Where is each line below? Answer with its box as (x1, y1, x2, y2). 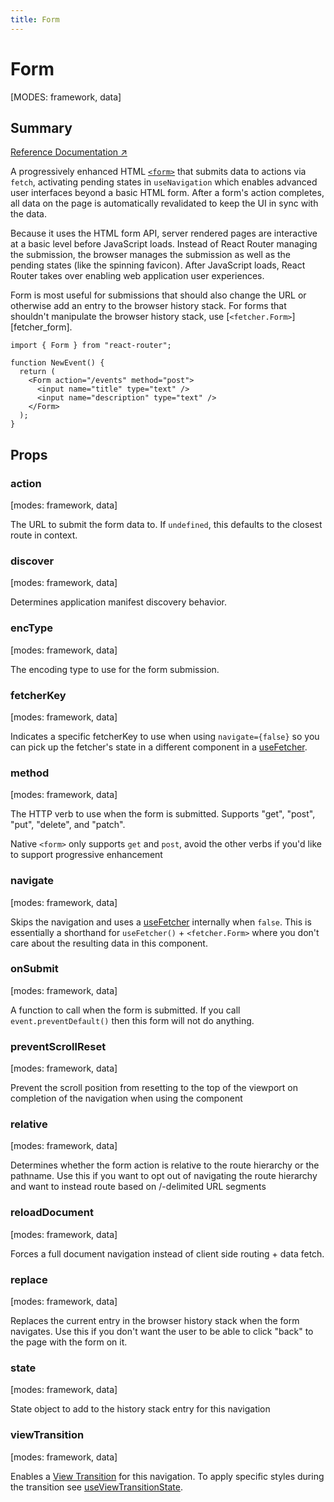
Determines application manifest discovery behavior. (10, 596, 228, 608)
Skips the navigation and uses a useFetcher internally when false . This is (10, 916, 312, 928)
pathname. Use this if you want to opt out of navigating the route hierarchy (10, 1170, 318, 1182)
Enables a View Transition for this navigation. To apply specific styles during (10, 1470, 325, 1482)
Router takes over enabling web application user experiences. (10, 270, 265, 282)
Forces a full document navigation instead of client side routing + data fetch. (10, 1247, 325, 1260)
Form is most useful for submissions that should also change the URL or (10, 289, 307, 301)
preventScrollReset (10, 1039, 107, 1053)
